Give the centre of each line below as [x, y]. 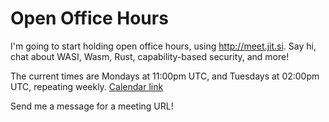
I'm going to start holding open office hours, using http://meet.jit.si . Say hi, [163, 46]
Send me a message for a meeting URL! [92, 106]
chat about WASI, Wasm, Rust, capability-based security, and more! [150, 56]
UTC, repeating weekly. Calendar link [87, 86]
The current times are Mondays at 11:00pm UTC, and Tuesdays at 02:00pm [165, 76]
